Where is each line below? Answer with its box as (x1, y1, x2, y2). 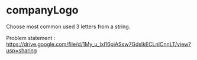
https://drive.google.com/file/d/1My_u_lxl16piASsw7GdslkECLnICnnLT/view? (6, 41, 191, 48)
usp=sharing (6, 46, 37, 54)
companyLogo (6, 4, 79, 17)
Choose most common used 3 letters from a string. (6, 23, 131, 30)
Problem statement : (6, 34, 56, 41)
